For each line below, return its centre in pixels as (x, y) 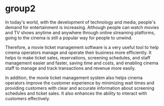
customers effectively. (28, 98)
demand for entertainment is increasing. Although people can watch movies (82, 27)
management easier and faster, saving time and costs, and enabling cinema (82, 63)
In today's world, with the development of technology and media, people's (81, 22)
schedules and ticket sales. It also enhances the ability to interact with (76, 93)
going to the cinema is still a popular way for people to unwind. (69, 38)
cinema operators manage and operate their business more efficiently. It (78, 53)
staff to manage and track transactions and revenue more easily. (70, 68)
